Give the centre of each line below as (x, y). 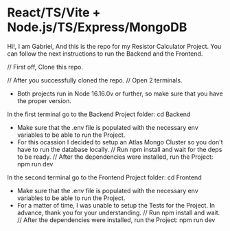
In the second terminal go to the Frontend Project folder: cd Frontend (104, 177)
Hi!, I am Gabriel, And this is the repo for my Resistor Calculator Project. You (114, 46)
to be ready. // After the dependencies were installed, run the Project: (115, 157)
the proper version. (44, 100)
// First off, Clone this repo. (45, 67)
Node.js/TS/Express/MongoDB (97, 27)
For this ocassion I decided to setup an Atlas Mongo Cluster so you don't (120, 142)
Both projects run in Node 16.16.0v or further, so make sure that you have (120, 93)
